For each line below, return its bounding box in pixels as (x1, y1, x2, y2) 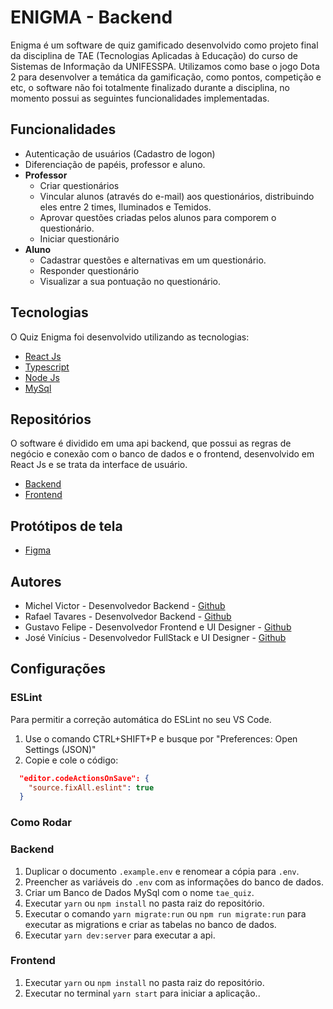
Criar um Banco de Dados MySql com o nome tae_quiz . (24, 886, 255, 898)
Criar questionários (39, 179, 120, 191)
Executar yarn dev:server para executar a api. (24, 929, 216, 941)
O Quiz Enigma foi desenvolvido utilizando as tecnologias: (10, 331, 250, 343)
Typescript (24, 361, 70, 373)
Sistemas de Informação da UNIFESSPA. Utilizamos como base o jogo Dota (10, 60, 320, 72)
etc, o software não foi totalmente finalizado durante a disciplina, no (10, 81, 291, 93)
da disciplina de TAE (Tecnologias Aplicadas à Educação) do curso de (10, 49, 298, 61)
